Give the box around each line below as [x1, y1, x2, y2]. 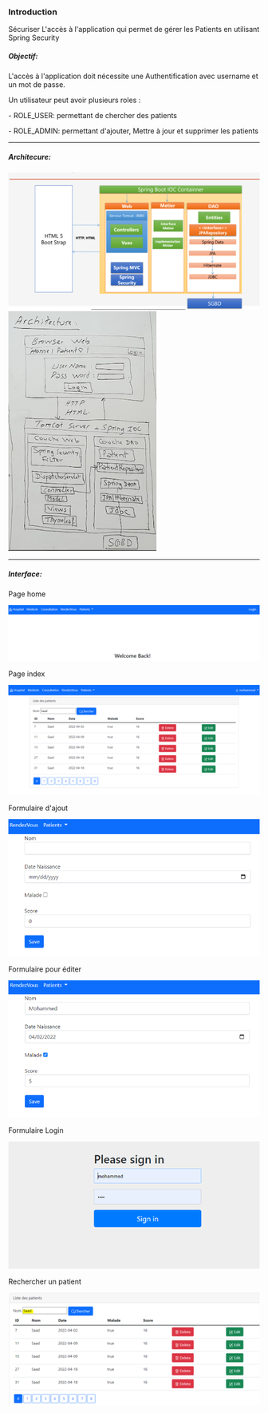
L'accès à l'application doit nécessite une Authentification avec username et [8, 71, 259, 81]
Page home [8, 589, 46, 599]
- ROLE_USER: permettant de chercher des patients [8, 111, 178, 121]
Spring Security [8, 33, 60, 42]
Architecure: [8, 152, 52, 161]
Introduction [8, 6, 57, 18]
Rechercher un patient [8, 1276, 82, 1286]
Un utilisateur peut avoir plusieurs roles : [8, 95, 141, 105]
